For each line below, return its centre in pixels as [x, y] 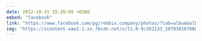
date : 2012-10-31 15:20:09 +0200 [48, 12]
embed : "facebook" [29, 17]
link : [13, 23]
